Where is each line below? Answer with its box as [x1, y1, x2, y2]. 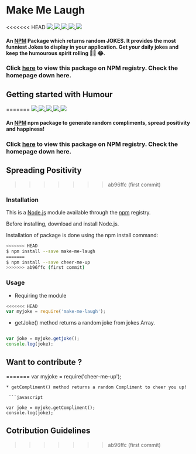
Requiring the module [14, 292, 67, 299]
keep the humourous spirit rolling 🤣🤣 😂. [6, 49, 105, 56]
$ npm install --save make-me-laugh [6, 248, 95, 254]
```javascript [8, 394, 43, 400]
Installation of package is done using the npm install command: [6, 231, 159, 238]
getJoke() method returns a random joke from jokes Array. [14, 319, 155, 326]
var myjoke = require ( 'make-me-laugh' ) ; [6, 309, 106, 315]
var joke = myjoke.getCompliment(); [6, 405, 95, 411]
